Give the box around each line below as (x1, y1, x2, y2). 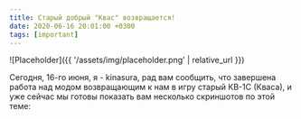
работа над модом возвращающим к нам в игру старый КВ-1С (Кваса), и (9, 82, 292, 93)
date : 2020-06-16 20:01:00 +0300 (9, 22, 136, 31)
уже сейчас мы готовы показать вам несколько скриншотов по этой (9, 91, 276, 102)
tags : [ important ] (9, 30, 79, 39)
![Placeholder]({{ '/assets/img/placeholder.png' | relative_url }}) (9, 55, 245, 66)
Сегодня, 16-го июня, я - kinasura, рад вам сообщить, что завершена (9, 72, 277, 83)
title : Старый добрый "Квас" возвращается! (9, 13, 176, 23)
